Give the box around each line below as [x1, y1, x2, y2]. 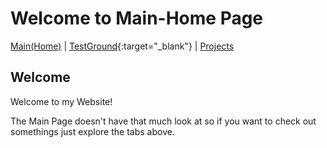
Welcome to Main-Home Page [10, 7, 264, 30]
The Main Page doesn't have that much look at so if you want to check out [10, 115, 317, 127]
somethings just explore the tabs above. [10, 125, 175, 137]
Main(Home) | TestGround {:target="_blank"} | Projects [10, 40, 235, 52]
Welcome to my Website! [10, 95, 113, 107]
